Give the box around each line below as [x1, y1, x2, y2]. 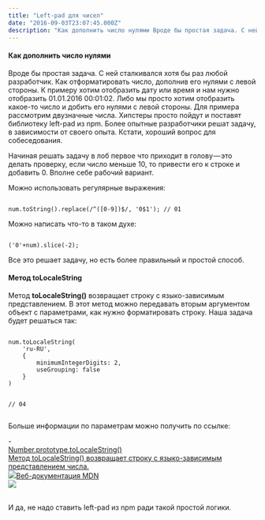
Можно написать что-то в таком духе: [8, 219, 136, 228]
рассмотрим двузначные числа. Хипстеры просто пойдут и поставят [8, 110, 242, 119]
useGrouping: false [36, 365, 101, 374]
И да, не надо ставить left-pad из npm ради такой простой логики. [8, 503, 232, 512]
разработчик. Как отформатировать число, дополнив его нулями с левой [8, 77, 256, 86]
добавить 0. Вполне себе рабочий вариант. [8, 168, 154, 177]
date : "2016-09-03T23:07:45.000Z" [8, 19, 122, 27]
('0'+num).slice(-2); [8, 241, 80, 249]
